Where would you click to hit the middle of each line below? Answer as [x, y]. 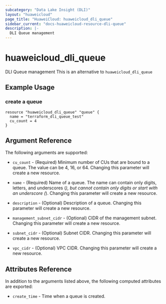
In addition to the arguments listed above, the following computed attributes [83, 281]
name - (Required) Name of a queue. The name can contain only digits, [84, 183]
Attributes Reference [38, 269]
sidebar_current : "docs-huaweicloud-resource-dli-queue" [66, 24]
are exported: [19, 286]
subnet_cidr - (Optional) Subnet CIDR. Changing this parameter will [82, 233]
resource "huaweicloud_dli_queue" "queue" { [52, 112]
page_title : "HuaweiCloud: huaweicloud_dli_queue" [59, 19]
